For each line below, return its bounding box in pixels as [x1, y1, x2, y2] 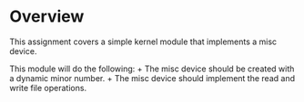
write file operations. [9, 82, 87, 93]
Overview [9, 6, 85, 27]
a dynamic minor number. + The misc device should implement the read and [9, 72, 296, 83]
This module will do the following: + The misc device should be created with [9, 63, 295, 74]
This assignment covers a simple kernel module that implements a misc [9, 36, 278, 47]
